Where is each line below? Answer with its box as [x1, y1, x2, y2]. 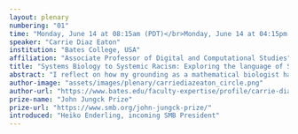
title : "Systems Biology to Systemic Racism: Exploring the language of [9, 63, 284, 71]
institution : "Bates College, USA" [9, 46, 141, 55]
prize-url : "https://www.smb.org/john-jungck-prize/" [9, 103, 213, 112]
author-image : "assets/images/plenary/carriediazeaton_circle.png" [9, 78, 264, 87]
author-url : [9, 86, 53, 95]
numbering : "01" [9, 21, 69, 30]
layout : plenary [9, 12, 69, 22]
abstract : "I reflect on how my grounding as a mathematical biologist [9, 71, 279, 79]
